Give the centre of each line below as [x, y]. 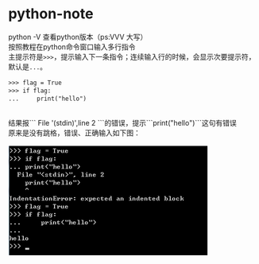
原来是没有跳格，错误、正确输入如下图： [74, 133]
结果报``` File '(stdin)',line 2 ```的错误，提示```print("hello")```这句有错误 [122, 122]
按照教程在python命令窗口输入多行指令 [72, 47]
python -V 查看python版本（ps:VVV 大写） [78, 37]
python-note [51, 14]
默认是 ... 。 [28, 66]
